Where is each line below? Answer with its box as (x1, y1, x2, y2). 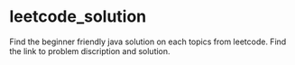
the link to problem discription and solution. (9, 45, 171, 56)
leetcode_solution (9, 6, 147, 27)
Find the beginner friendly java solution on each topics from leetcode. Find (9, 36, 287, 47)
